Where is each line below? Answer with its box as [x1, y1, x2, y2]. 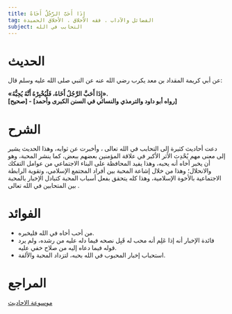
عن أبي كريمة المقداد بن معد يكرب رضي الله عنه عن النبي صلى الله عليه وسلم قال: [8, 76, 223, 84]
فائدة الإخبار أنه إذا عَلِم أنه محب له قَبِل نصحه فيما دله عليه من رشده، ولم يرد [17, 236, 215, 244]
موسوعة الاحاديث [8, 299, 53, 307]
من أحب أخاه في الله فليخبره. [17, 229, 94, 237]
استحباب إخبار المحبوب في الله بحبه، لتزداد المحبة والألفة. [17, 251, 166, 260]
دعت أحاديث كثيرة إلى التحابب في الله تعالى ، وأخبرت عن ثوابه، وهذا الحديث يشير [8, 144, 217, 153]
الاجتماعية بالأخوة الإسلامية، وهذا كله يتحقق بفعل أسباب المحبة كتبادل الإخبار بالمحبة [8, 174, 222, 182]
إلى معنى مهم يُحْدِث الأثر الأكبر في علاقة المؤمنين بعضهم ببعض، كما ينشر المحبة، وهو [8, 152, 226, 160]
